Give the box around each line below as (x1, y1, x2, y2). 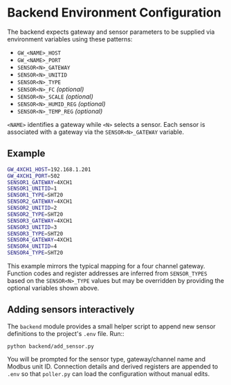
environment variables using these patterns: (7, 34, 133, 43)
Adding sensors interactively (7, 304, 135, 315)
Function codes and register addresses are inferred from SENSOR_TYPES (7, 269, 207, 277)
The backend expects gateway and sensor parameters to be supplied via (7, 28, 215, 36)
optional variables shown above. (7, 284, 100, 292)
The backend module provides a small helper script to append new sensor (7, 322, 216, 330)
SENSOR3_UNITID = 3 (7, 224, 57, 230)
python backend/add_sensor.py (7, 343, 95, 350)
